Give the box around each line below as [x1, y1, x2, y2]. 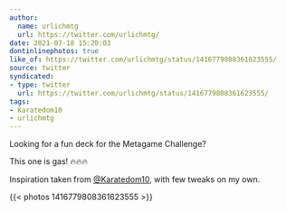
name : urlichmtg [17, 22, 79, 31]
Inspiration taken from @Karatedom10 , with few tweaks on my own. [9, 174, 261, 185]
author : [9, 13, 39, 23]
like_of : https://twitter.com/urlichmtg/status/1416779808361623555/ [9, 55, 278, 64]
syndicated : [9, 72, 54, 81]
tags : [9, 96, 30, 106]
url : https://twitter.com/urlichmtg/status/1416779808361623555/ [17, 88, 270, 97]
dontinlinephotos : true [9, 47, 100, 56]
